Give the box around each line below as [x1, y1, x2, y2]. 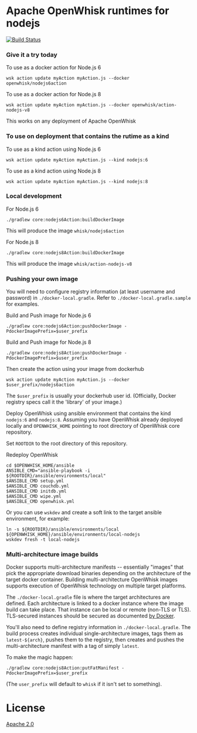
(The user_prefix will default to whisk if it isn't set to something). [6, 681, 162, 688]
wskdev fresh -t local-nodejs [6, 537, 80, 543]
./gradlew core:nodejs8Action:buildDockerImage [6, 249, 125, 256]
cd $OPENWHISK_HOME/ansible [6, 462, 75, 469]
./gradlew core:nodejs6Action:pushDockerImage [6, 323, 122, 329]
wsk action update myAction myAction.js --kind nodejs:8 [6, 178, 148, 184]
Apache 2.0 [6, 721, 34, 728]
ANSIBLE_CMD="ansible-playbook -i [6, 468, 91, 474]
